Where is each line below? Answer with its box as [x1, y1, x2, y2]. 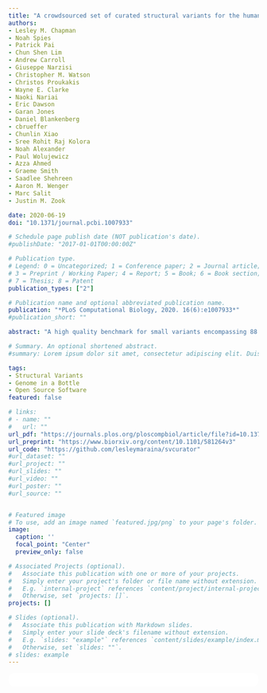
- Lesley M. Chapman [8, 26, 77, 34]
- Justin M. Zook [8, 197, 66, 205]
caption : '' [15, 533, 56, 542]
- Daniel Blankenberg [8, 115, 80, 123]
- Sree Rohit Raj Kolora [8, 137, 91, 146]
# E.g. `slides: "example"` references [8, 636, 148, 644]
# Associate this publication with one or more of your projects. [8, 570, 240, 577]
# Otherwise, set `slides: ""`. [8, 643, 123, 652]
